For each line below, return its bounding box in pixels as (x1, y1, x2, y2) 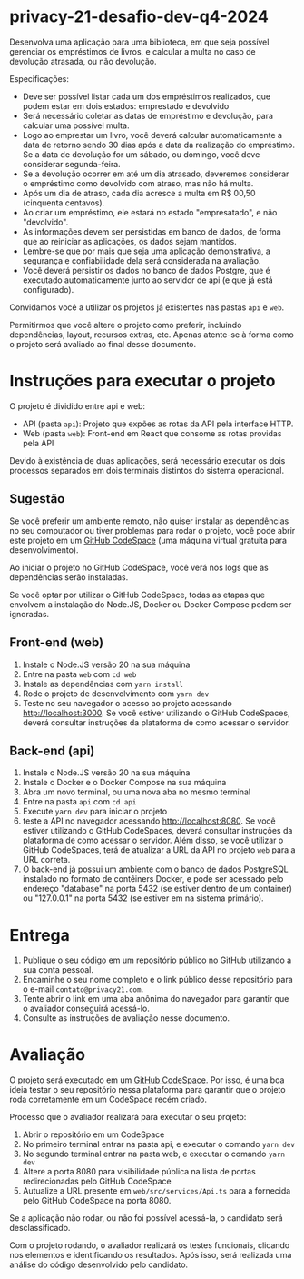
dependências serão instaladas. (9, 571, 129, 583)
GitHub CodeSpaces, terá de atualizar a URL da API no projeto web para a (22, 844, 296, 855)
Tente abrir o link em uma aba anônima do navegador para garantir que (22, 994, 289, 1004)
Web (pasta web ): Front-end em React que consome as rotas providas (22, 427, 282, 438)
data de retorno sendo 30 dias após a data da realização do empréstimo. (22, 139, 296, 150)
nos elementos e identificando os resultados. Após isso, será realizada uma (9, 1250, 292, 1261)
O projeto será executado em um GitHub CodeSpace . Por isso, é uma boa (9, 1074, 285, 1085)
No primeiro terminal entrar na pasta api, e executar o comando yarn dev (22, 1139, 295, 1150)
